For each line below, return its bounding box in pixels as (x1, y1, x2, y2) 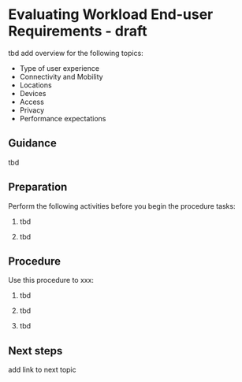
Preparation (8, 180, 68, 194)
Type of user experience (19, 63, 100, 72)
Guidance (8, 136, 57, 150)
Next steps (8, 344, 63, 358)
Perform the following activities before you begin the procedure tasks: (8, 201, 236, 210)
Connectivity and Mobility (19, 72, 104, 81)
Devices (19, 88, 47, 98)
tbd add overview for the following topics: (8, 48, 143, 57)
